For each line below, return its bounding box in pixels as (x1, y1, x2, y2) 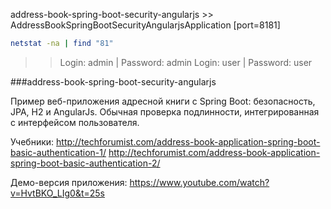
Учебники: (10, 135, 55, 148)
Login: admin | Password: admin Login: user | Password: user (59, 56, 313, 68)
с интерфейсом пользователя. (10, 116, 140, 128)
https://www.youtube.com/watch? (129, 176, 270, 188)
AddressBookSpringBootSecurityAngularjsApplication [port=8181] (10, 19, 281, 31)
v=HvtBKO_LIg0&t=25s (10, 187, 105, 199)
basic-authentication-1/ (10, 146, 107, 158)
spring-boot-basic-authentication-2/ (10, 157, 161, 169)
